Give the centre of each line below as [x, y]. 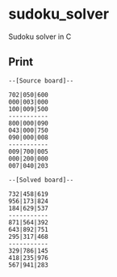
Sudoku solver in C [40, 36]
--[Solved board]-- [41, 180]
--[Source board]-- [41, 81]
